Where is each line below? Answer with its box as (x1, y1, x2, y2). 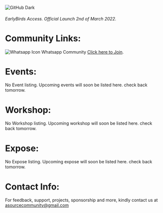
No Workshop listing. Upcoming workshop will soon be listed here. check (5, 120, 152, 126)
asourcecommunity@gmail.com (5, 202, 69, 208)
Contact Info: (5, 181, 60, 192)
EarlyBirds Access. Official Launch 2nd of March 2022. (5, 16, 117, 21)
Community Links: (5, 33, 81, 44)
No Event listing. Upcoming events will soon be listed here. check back (5, 82, 148, 88)
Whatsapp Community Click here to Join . (41, 49, 124, 55)
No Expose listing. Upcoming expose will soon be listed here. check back (5, 159, 152, 165)
